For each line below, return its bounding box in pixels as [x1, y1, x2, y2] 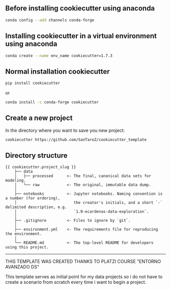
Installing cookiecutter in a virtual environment [5, 32, 157, 40]
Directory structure [5, 151, 68, 160]
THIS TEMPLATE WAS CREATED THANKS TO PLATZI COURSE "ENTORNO [5, 258, 161, 265]
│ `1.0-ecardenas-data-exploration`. [14, 209, 149, 214]
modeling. [5, 178, 26, 183]
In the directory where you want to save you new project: [5, 127, 125, 133]
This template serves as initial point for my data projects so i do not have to [5, 274, 163, 280]
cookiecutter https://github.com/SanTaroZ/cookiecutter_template [5, 137, 147, 142]
